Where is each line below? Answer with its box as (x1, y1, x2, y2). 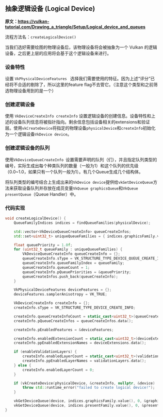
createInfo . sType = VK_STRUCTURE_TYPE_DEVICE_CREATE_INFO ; (14, 305, 136, 310)
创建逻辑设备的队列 (5, 145, 50, 152)
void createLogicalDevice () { (5, 216, 66, 221)
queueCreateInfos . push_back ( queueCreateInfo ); (22, 274, 118, 279)
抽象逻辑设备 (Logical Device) (5, 4, 96, 13)
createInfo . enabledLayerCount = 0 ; (22, 367, 95, 372)
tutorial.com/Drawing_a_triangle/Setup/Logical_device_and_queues (5, 24, 146, 30)
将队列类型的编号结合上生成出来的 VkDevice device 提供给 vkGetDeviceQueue (5, 179, 153, 185)
